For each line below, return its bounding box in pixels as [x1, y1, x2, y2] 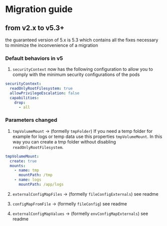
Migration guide [5, 4, 73, 15]
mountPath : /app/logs [18, 182, 64, 187]
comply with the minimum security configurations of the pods [12, 71, 140, 78]
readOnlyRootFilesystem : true [10, 86, 73, 91]
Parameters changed [5, 117, 58, 124]
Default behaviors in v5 [5, 54, 63, 61]
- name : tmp [14, 168, 39, 173]
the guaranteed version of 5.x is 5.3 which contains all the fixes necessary [5, 37, 158, 43]
